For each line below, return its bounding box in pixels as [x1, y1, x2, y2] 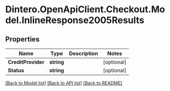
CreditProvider [8, 59, 44, 65]
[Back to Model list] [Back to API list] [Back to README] [5, 80, 123, 86]
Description [68, 50, 99, 57]
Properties [5, 35, 40, 43]
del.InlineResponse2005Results [5, 14, 144, 26]
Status [8, 67, 25, 74]
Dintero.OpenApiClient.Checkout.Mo [5, 4, 165, 15]
